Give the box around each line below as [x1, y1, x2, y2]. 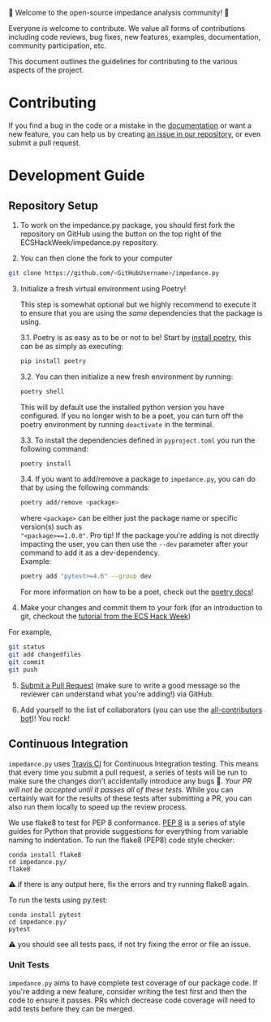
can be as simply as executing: [19, 341, 124, 351]
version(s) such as [19, 522, 83, 532]
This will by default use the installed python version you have [19, 402, 225, 412]
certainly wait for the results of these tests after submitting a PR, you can [8, 793, 252, 803]
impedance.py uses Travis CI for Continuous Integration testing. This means [8, 758, 259, 768]
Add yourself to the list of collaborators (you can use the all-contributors [19, 705, 263, 714]
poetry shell [19, 387, 65, 395]
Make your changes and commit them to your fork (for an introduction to [19, 603, 263, 613]
